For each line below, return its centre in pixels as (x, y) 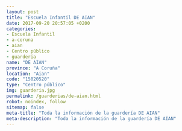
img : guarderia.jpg (31, 91)
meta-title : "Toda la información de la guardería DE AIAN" (83, 113)
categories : (21, 29)
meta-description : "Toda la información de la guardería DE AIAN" (91, 118)
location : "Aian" (28, 74)
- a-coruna (20, 40)
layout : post (23, 12)
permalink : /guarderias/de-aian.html (54, 96)
